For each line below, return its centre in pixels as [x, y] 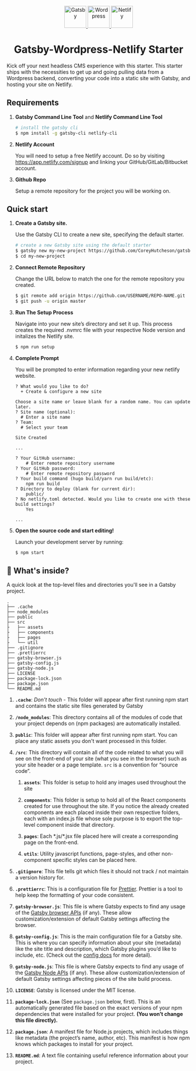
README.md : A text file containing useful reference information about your [102, 1055]
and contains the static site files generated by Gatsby [79, 706]
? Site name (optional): [45, 412]
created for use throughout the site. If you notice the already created [106, 806]
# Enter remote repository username [70, 463]
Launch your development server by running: [69, 542]
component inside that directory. [76, 825]
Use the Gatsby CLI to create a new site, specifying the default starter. [99, 235]
